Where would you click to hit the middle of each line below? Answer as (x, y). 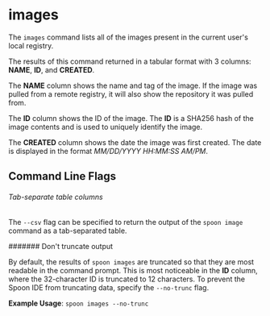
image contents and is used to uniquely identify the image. (106, 127)
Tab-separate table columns (56, 197)
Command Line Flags (62, 176)
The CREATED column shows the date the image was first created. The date (135, 142)
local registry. (31, 45)
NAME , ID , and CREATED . (52, 69)
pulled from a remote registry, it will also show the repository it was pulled (131, 94)
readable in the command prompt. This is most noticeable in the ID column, (133, 270)
